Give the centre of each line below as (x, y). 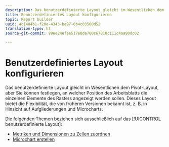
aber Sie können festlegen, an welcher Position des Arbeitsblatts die (76, 93)
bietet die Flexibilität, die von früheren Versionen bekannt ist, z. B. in (76, 104)
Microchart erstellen (34, 139)
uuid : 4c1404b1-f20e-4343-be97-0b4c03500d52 (53, 24)
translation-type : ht (28, 29)
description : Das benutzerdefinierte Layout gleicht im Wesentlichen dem (85, 10)
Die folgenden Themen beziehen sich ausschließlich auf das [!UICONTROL (83, 119)
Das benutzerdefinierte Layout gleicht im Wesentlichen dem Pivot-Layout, (82, 87)
